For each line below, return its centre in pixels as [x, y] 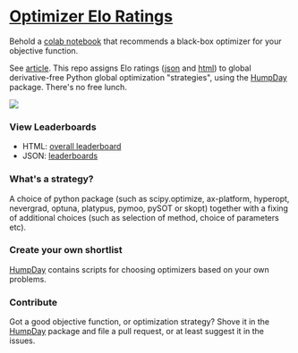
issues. [22, 340]
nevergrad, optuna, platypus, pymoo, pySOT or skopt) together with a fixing [149, 208]
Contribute [34, 302]
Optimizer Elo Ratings [91, 17]
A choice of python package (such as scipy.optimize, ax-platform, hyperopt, [149, 198]
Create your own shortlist [66, 250]
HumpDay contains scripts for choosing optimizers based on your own [140, 269]
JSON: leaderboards [60, 156]
